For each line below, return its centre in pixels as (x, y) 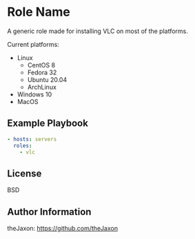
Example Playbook (48, 124)
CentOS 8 (41, 65)
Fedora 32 (42, 72)
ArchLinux (42, 87)
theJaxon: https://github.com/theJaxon (63, 228)
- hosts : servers (32, 139)
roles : (23, 145)
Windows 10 (34, 94)
